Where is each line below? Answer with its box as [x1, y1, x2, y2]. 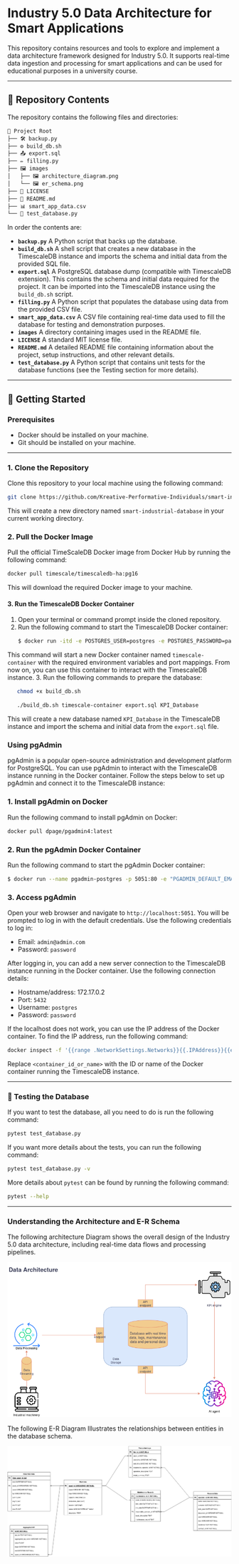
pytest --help [7, 1192, 50, 1200]
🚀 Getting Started [7, 393, 86, 405]
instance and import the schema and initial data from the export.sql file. [7, 722, 219, 731]
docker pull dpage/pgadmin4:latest [7, 827, 113, 835]
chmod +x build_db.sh [16, 688, 81, 695]
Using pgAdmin [7, 740, 63, 750]
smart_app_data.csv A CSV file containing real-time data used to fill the [17, 312, 225, 322]
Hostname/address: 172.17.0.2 [17, 988, 105, 996]
